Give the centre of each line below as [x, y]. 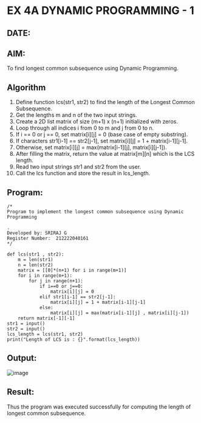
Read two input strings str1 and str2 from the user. [78, 167]
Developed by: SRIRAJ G [37, 233]
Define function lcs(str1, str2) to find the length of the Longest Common [105, 102]
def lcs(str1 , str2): [36, 254]
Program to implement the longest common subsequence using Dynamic [95, 212]
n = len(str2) [36, 265]
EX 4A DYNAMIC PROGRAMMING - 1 [101, 11]
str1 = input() [26, 324]
